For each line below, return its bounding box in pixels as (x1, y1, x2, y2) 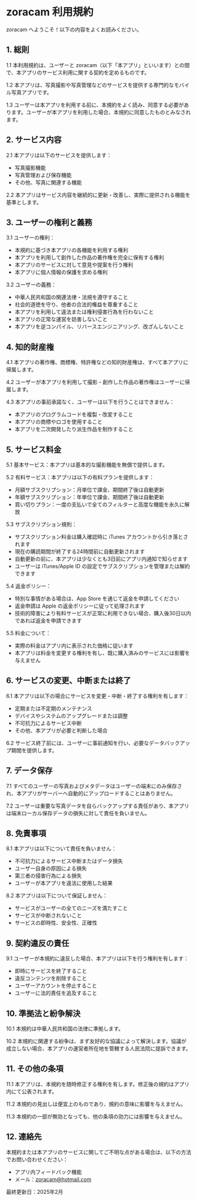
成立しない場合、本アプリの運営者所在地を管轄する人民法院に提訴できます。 (6, 1045, 191, 1052)
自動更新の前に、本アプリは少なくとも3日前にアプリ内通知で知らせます (14, 555, 188, 562)
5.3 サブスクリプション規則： (6, 521, 78, 528)
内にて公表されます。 (6, 1087, 58, 1095)
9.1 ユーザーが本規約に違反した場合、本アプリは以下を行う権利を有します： (6, 955, 189, 962)
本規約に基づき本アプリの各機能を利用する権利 (14, 246, 128, 253)
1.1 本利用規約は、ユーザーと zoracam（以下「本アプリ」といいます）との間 (6, 61, 190, 68)
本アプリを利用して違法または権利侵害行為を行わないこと (14, 308, 154, 315)
